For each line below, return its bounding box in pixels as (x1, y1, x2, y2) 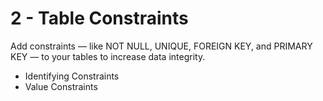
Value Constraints (24, 80, 98, 92)
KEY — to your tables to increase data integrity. (10, 50, 206, 62)
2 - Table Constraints (10, 7, 189, 30)
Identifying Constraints (24, 70, 120, 82)
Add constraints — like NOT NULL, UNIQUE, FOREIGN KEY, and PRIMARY (10, 40, 313, 52)
